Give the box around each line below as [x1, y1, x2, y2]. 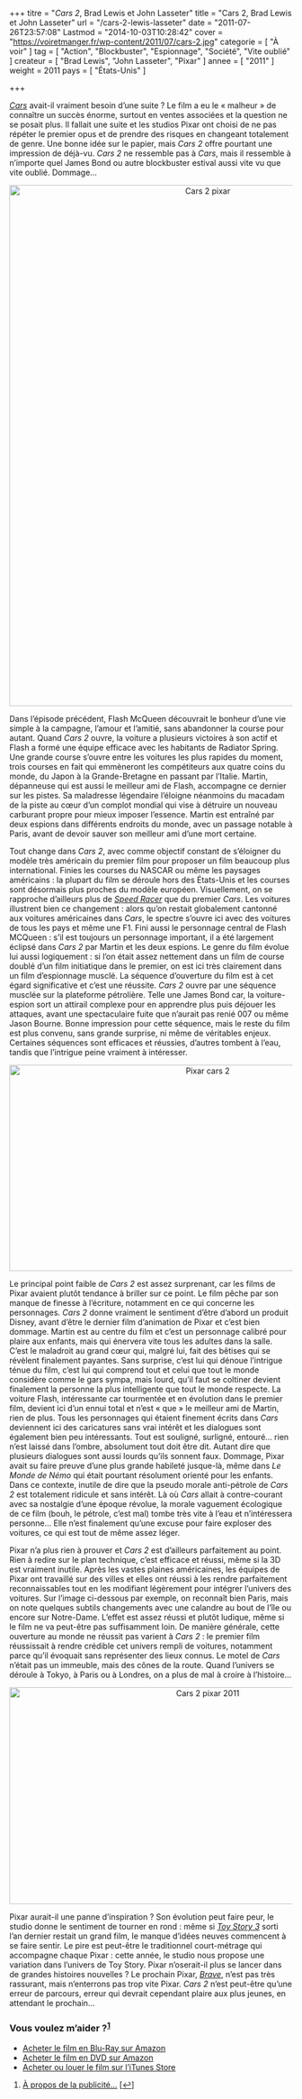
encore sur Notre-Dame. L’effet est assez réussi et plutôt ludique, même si [9, 1612, 285, 1622]
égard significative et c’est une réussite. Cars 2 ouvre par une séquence [9, 980, 277, 990]
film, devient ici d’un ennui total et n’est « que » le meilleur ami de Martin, [9, 1403, 280, 1413]
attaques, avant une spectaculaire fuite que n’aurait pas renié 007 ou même [9, 1008, 289, 1019]
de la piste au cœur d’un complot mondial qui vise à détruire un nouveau [9, 799, 278, 810]
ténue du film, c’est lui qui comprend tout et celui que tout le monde [9, 1364, 260, 1375]
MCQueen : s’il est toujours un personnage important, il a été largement [9, 932, 274, 943]
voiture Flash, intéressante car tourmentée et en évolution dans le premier [9, 1393, 283, 1404]
